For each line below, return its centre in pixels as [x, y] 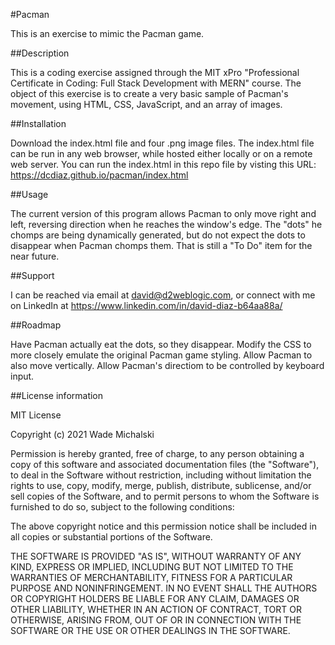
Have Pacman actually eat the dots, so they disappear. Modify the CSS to [161, 344]
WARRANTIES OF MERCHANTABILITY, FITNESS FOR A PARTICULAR [151, 577]
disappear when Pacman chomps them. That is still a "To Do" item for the [161, 245]
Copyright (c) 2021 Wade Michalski [82, 434]
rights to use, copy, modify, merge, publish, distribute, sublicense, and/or [161, 485]
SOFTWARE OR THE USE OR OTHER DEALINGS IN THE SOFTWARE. [150, 630]
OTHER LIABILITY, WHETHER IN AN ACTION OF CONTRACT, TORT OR [156, 609]
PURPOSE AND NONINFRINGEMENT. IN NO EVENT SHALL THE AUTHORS [164, 588]
